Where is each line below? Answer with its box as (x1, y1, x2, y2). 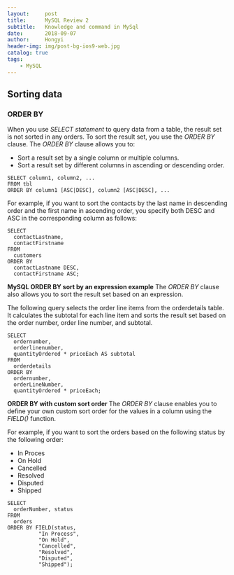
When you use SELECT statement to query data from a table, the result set (7, 125, 222, 134)
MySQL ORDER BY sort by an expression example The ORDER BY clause (7, 283, 220, 291)
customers (13, 252, 42, 259)
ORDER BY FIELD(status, (7, 525, 77, 532)
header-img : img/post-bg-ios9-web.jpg (7, 43, 120, 50)
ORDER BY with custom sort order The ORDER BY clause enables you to (7, 400, 217, 408)
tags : (7, 56, 23, 63)
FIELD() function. (7, 415, 57, 423)
